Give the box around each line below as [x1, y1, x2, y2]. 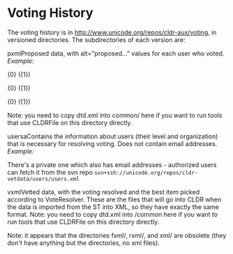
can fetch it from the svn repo [7, 168, 93, 176]
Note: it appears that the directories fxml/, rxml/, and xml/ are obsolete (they [7, 231, 227, 239]
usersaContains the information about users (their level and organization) [7, 132, 218, 140]
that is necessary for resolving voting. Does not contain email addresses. [7, 139, 218, 148]
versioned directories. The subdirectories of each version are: [7, 35, 185, 44]
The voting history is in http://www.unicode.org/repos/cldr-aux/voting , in [7, 28, 217, 36]
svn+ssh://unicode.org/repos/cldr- [94, 169, 198, 176]
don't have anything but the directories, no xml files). [7, 239, 160, 247]
